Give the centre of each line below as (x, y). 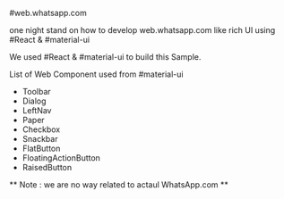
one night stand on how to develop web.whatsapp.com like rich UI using (142, 30)
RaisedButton (47, 167)
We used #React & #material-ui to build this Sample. (105, 57)
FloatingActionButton (61, 158)
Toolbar (36, 91)
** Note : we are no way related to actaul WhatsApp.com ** (119, 185)
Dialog (34, 101)
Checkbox (41, 129)
